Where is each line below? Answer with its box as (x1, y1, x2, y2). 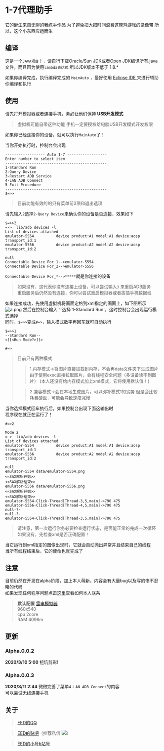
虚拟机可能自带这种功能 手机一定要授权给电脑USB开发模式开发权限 (17, 121, 153, 127)
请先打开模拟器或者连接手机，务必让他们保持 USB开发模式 (5, 111, 123, 117)
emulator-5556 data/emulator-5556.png (5, 484, 85, 489)
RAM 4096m (17, 617, 43, 623)
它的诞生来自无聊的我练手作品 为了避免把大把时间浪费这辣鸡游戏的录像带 (5, 22, 154, 28)
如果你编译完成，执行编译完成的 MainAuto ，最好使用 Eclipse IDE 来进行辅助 (5, 75, 159, 81)
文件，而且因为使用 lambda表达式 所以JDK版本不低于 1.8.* (5, 64, 119, 70)
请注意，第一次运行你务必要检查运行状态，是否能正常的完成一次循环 (17, 525, 156, 531)
